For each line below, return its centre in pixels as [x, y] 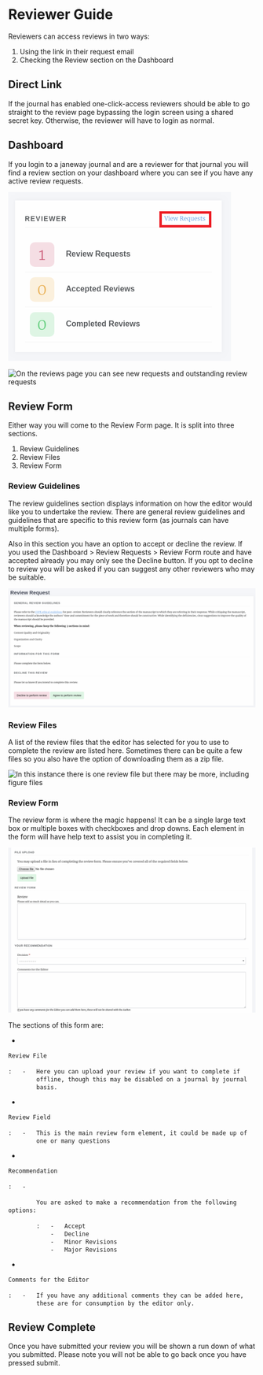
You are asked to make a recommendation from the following [137, 1203]
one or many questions [73, 1141]
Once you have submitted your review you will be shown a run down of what [132, 1346]
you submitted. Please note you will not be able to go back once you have [128, 1355]
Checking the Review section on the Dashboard [97, 60]
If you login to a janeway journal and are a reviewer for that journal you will [128, 164]
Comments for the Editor [49, 1280]
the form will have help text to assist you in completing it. [100, 837]
